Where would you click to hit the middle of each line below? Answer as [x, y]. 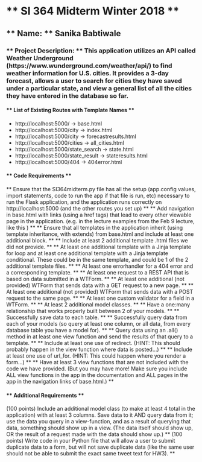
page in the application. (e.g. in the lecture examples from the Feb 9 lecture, [100, 221]
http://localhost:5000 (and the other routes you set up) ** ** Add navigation [100, 208]
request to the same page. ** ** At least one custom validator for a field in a [100, 298]
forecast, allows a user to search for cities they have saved [94, 81]
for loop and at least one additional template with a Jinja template [87, 253]
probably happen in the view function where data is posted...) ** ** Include [99, 349]
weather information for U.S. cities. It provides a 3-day [87, 73]
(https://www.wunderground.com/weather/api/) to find [89, 66]
